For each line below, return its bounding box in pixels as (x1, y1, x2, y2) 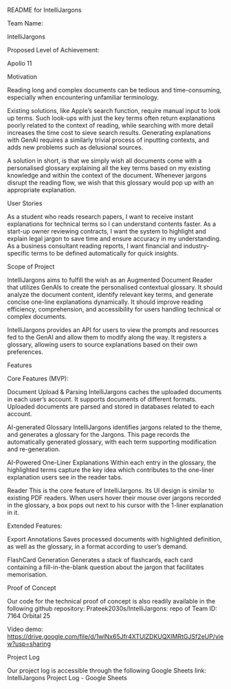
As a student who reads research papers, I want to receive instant (7, 213, 194, 220)
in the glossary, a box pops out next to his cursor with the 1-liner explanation (7, 501, 223, 509)
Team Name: (7, 19, 43, 27)
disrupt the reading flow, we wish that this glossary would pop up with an (7, 178, 214, 187)
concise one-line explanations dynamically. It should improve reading (7, 298, 203, 306)
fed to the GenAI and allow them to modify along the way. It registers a (7, 333, 207, 341)
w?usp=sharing (7, 640, 52, 648)
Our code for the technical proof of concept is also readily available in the (7, 597, 216, 605)
